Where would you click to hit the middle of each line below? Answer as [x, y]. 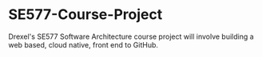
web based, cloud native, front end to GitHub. [83, 44]
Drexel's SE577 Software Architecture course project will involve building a [131, 36]
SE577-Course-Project [85, 15]
